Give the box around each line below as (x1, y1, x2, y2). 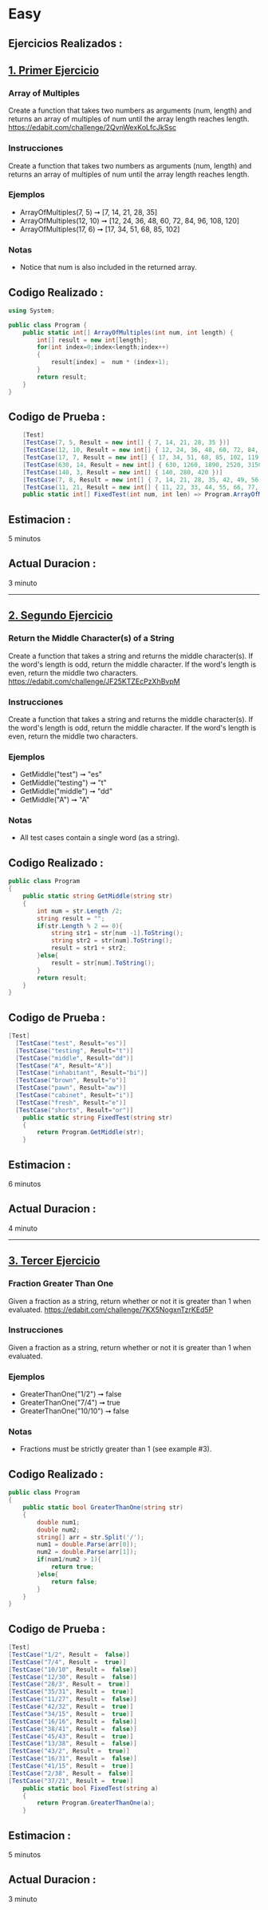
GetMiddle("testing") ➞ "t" (19, 778, 108, 787)
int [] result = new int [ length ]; (37, 336, 148, 344)
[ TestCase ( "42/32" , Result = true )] (8, 1702, 134, 1711)
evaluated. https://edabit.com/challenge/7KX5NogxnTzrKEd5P (8, 1305, 214, 1314)
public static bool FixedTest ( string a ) (22, 1784, 159, 1793)
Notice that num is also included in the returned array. (19, 263, 197, 272)
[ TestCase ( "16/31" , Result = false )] (8, 1754, 137, 1763)
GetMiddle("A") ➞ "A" (19, 795, 90, 805)
